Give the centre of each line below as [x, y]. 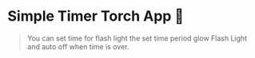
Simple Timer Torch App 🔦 [96, 16]
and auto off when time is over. [78, 46]
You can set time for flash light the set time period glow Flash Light [137, 38]
